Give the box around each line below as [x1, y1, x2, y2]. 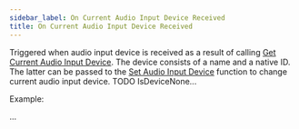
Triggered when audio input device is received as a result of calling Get [9, 46, 276, 57]
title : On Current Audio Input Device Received [9, 22, 194, 31]
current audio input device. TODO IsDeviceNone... [9, 75, 197, 86]
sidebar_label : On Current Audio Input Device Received [9, 13, 225, 23]
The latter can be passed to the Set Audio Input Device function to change [9, 65, 288, 77]
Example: [9, 93, 45, 104]
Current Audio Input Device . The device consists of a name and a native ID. [9, 56, 291, 67]
